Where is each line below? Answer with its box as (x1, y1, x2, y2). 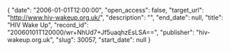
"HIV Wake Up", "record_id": (7, 21, 89, 29)
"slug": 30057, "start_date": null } (55, 36, 151, 44)
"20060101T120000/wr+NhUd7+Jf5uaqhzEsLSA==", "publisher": (7, 28, 195, 36)
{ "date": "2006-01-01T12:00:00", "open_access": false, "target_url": (7, 6, 204, 14)
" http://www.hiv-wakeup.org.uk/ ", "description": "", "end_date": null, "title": (7, 13, 224, 22)
